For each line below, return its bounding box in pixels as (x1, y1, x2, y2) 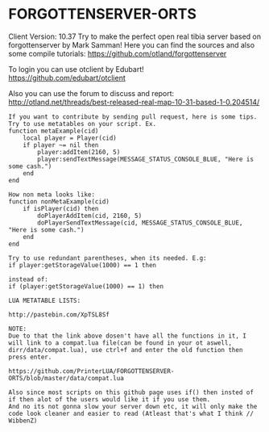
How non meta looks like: (8, 191, 95, 199)
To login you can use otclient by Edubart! (8, 64, 145, 73)
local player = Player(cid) (23, 134, 117, 142)
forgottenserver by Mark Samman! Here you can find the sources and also (8, 40, 255, 49)
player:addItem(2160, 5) (37, 148, 121, 156)
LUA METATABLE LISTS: (8, 296, 81, 304)
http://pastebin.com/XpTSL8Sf (8, 310, 110, 319)
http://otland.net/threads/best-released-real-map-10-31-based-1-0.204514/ (8, 97, 260, 107)
